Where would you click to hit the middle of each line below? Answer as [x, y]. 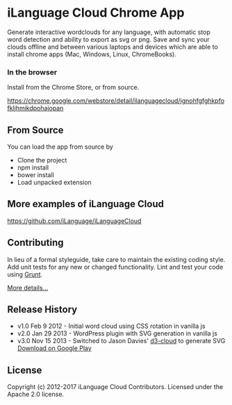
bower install [35, 175]
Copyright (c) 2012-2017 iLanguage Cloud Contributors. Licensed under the [115, 387]
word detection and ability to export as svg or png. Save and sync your [108, 39]
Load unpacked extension [54, 183]
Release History [42, 309]
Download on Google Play [54, 348]
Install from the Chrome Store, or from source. [73, 88]
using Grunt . [25, 274]
